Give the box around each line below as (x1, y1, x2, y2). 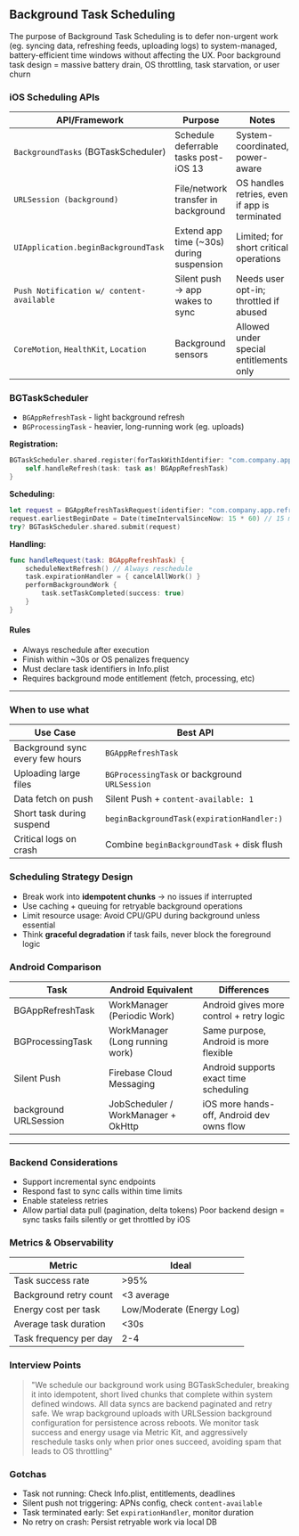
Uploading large (13, 767, 81, 780)
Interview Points (9, 1359, 82, 1371)
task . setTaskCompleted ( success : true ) (41, 589, 185, 598)
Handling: (9, 538, 46, 549)
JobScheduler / (108, 1098, 174, 1110)
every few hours (13, 753, 82, 765)
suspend (13, 819, 51, 831)
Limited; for (235, 231, 284, 243)
